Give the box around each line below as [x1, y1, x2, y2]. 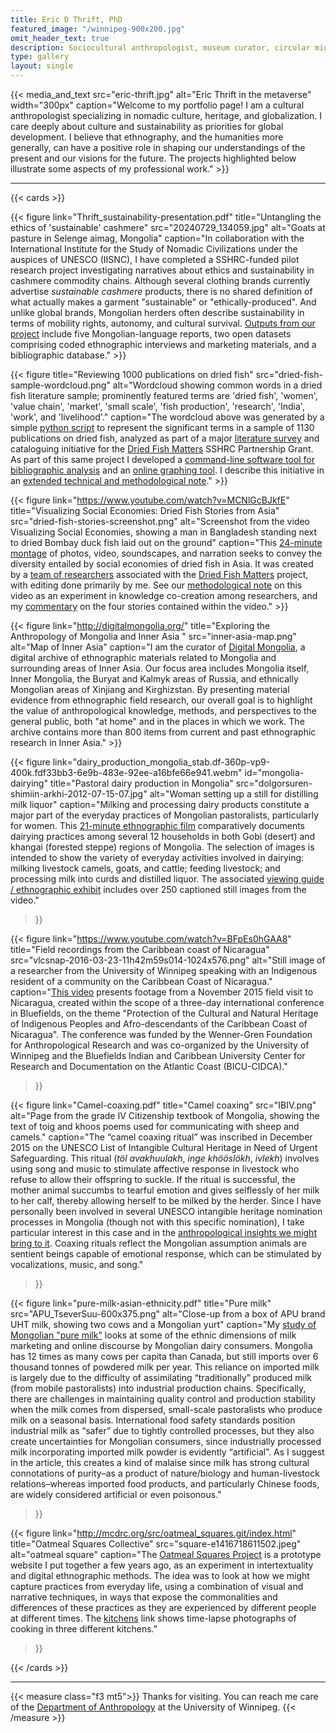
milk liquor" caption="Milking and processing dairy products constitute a [10, 799, 310, 810]
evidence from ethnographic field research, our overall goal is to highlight [10, 694, 313, 706]
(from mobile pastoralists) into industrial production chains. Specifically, [10, 1382, 307, 1394]
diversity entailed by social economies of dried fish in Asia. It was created [10, 558, 314, 570]
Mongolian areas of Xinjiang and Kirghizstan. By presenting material [10, 684, 290, 695]
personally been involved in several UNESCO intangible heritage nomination [10, 1206, 323, 1217]
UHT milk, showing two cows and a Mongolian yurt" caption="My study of [10, 1319, 317, 1330]
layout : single [10, 61, 74, 71]
